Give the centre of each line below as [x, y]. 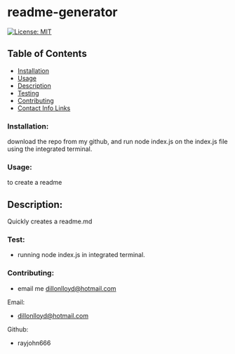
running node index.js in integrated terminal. [81, 255]
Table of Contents [47, 54]
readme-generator [62, 12]
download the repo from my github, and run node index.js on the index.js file [117, 142]
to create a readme [35, 183]
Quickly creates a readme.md [50, 221]
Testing [28, 93]
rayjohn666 [34, 343]
